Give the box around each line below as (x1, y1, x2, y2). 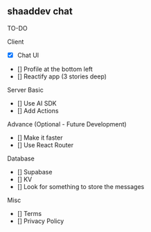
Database (7, 154, 35, 163)
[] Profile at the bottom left (17, 65, 94, 73)
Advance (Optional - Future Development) (7, 119, 127, 128)
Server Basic (7, 85, 44, 94)
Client (7, 38, 24, 46)
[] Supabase (17, 167, 53, 176)
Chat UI (17, 51, 39, 59)
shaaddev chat (7, 6, 73, 17)
